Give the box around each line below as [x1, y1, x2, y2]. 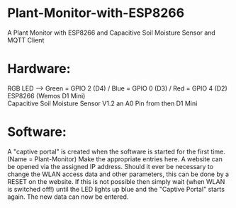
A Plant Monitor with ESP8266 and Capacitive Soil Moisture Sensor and [7, 28, 216, 37]
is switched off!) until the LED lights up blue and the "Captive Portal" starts [7, 185, 225, 193]
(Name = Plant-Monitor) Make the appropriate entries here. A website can [7, 154, 223, 163]
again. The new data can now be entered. [7, 192, 129, 201]
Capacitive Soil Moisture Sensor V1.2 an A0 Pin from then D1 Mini [7, 99, 198, 108]
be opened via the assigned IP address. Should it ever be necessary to [7, 162, 214, 171]
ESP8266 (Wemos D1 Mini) [7, 91, 86, 100]
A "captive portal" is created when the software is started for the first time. [7, 147, 225, 156]
